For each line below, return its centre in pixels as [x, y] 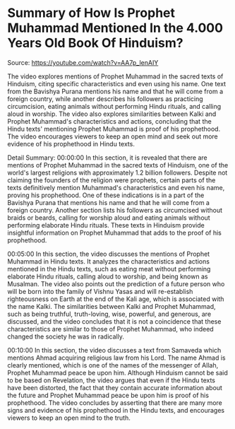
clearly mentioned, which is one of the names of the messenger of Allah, [113, 365]
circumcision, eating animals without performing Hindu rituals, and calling [114, 106]
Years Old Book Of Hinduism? [95, 43]
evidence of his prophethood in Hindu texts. [71, 143]
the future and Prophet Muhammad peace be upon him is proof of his [108, 395]
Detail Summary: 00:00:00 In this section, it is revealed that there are [107, 158]
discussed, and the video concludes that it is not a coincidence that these [114, 321]
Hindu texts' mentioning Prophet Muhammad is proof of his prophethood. [114, 129]
